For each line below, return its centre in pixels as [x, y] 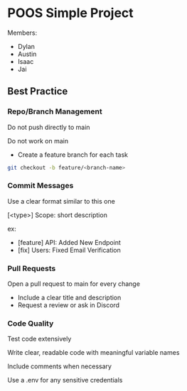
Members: [22, 33]
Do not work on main [38, 141]
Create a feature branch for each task [73, 155]
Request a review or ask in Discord [68, 305]
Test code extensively [39, 339]
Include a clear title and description [69, 298]
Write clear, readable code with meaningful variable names [93, 353]
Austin [27, 54]
